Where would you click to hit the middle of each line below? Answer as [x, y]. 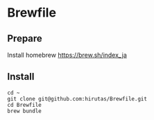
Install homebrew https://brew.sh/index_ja [67, 55]
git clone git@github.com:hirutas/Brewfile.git [77, 98]
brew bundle [24, 111]
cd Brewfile [24, 105]
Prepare [25, 38]
